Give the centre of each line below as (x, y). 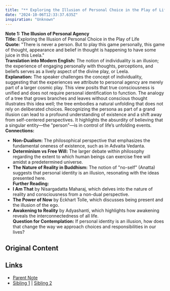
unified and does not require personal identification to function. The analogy (85, 93)
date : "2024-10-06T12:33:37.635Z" (42, 15)
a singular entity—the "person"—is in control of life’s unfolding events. (78, 125)
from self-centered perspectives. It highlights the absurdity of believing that (84, 120)
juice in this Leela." (25, 55)
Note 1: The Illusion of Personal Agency (47, 34)
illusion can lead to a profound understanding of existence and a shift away (83, 115)
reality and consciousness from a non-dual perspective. (71, 194)
